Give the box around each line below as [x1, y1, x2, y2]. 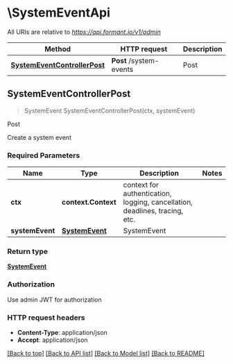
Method [44, 44, 71, 53]
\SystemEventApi [7, 5, 111, 21]
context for [123, 180, 159, 190]
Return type [7, 246, 49, 256]
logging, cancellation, [123, 197, 193, 207]
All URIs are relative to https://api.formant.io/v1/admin [7, 28, 161, 36]
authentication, [123, 189, 172, 199]
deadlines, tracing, [123, 206, 184, 216]
